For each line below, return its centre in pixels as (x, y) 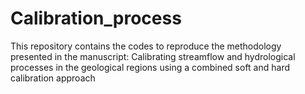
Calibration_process (96, 18)
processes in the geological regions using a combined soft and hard (150, 67)
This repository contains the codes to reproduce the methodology (146, 46)
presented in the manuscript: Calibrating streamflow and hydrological (153, 56)
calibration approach (53, 78)
